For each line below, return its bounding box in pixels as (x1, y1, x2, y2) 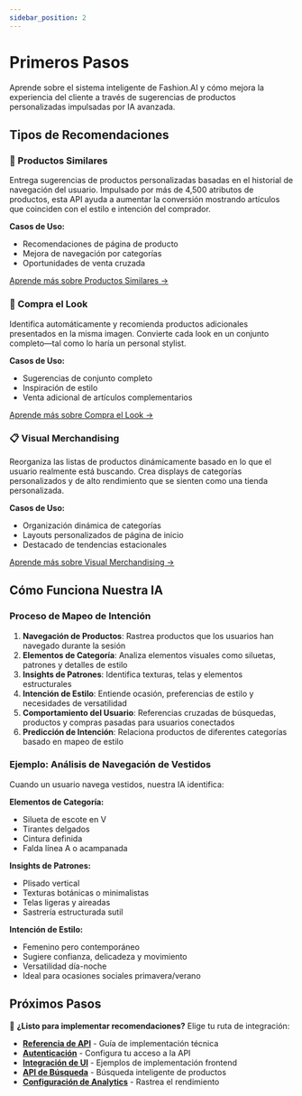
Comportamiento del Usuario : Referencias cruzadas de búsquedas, (22, 707, 277, 718)
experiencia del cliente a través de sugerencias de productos (9, 91, 236, 102)
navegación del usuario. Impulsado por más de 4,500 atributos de (9, 184, 254, 195)
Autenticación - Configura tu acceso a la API (22, 1047, 191, 1058)
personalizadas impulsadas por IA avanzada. (9, 101, 176, 112)
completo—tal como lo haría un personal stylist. (9, 338, 187, 348)
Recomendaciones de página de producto (22, 238, 178, 249)
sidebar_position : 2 (9, 13, 87, 23)
